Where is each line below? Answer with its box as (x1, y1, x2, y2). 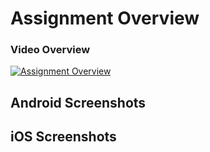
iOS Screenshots (10, 128, 117, 146)
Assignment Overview (10, 7, 200, 30)
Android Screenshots (10, 94, 147, 111)
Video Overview (10, 43, 91, 57)
